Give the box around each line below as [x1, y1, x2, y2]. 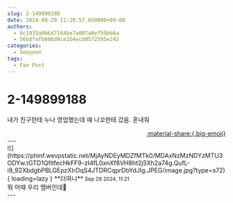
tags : [7, 55, 23, 62]
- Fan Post [13, 62, 45, 69]
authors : [7, 23, 33, 30]
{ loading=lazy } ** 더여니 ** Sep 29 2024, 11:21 [7, 174, 130, 182]
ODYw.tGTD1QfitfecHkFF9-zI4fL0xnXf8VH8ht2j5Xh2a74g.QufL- [7, 159, 191, 167]
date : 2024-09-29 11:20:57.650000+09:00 [7, 17, 126, 24]
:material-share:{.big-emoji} [146, 129, 226, 137]
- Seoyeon [13, 49, 42, 56]
